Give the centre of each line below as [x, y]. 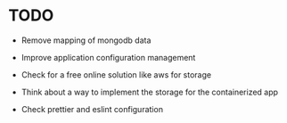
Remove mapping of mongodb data [86, 40]
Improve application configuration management [108, 57]
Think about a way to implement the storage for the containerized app [149, 92]
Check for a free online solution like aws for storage [116, 74]
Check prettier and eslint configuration [92, 109]
